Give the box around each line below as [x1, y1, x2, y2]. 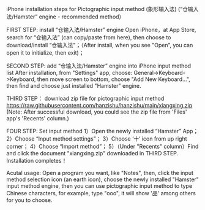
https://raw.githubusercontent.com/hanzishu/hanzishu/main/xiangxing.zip [6, 102, 193, 109]
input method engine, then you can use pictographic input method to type [6, 182, 193, 189]
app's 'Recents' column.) [6, 115, 69, 122]
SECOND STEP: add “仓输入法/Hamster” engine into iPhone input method [6, 62, 192, 69]
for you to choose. [6, 196, 53, 204]
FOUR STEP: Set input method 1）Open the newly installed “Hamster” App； [6, 128, 199, 134]
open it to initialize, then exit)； [6, 49, 84, 56]
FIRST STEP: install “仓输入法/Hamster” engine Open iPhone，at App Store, [6, 26, 196, 33]
